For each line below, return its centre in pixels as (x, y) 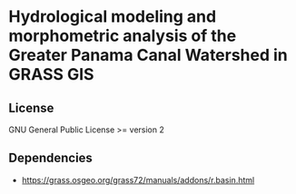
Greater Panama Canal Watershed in (148, 55)
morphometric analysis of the (123, 36)
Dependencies (50, 158)
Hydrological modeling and (113, 17)
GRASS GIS (51, 75)
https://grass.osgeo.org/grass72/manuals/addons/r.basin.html (138, 179)
